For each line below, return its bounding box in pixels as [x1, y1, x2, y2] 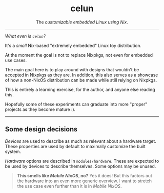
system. [5, 149, 21, 154]
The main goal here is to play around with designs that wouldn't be [5, 66, 139, 72]
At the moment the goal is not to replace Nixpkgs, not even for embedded [5, 52, 153, 58]
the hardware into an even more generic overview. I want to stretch [17, 178, 152, 184]
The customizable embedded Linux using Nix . [36, 19, 128, 25]
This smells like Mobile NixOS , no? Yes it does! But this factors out [17, 172, 152, 178]
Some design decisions [5, 125, 78, 133]
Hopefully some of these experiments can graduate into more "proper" [5, 101, 147, 107]
